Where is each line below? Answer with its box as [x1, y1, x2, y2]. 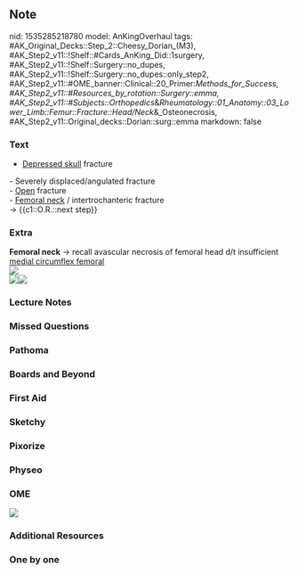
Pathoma [9, 344, 49, 357]
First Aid [9, 392, 47, 405]
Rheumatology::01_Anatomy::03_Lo [159, 97, 289, 108]
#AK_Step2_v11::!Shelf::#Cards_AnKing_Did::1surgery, [9, 49, 205, 61]
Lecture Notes [9, 296, 72, 308]
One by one [9, 553, 60, 565]
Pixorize [9, 439, 46, 452]
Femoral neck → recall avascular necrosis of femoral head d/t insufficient [9, 247, 278, 258]
